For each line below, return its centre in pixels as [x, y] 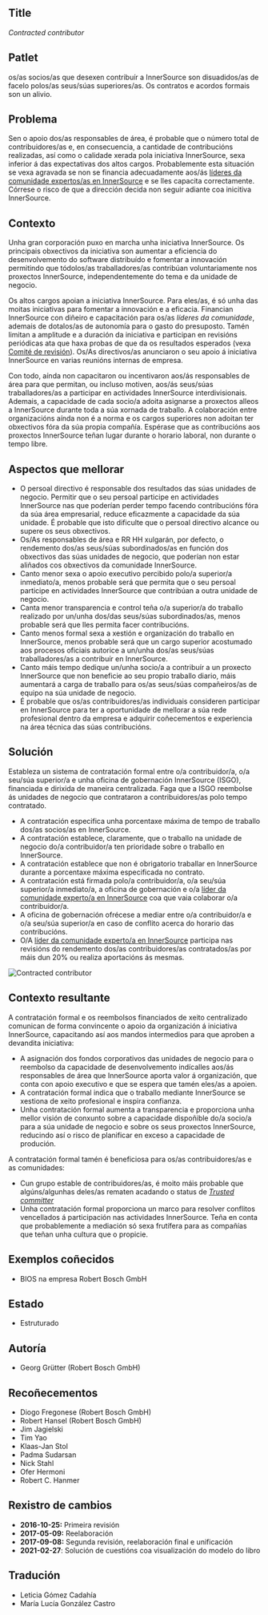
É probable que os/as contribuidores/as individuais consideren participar [140, 701]
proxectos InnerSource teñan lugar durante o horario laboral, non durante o [132, 435]
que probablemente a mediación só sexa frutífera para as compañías [133, 1225]
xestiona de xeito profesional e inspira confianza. [101, 1100]
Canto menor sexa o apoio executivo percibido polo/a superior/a [126, 574]
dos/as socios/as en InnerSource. [75, 830]
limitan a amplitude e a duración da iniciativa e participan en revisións [123, 335]
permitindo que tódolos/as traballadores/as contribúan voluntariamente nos [133, 268]
